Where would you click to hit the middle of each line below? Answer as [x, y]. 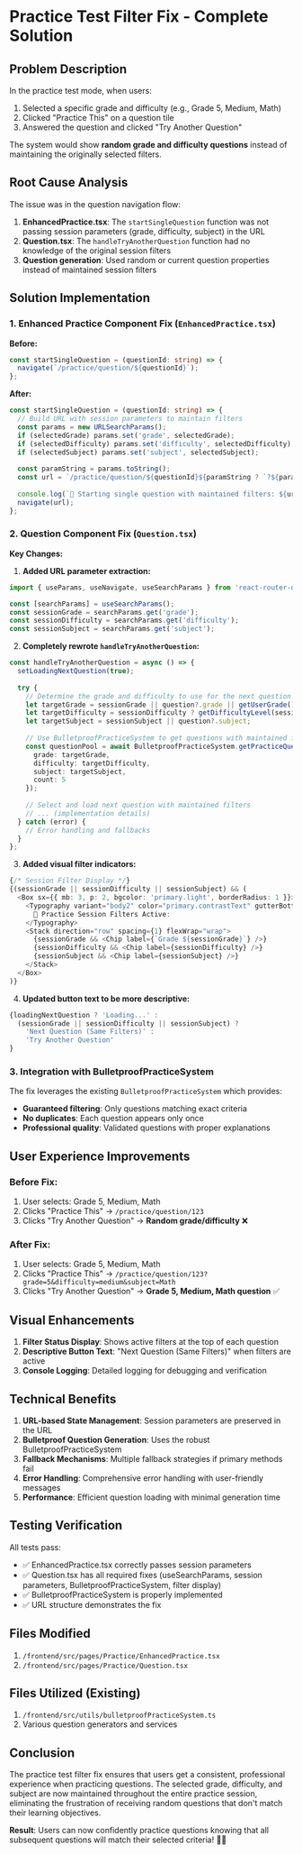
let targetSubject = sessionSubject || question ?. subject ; [138, 722]
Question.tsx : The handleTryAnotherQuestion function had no [136, 241]
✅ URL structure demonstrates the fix [92, 1604]
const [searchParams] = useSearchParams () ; [92, 604]
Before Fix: [34, 1182]
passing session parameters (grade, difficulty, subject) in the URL [143, 231]
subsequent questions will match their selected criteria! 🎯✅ [118, 1840]
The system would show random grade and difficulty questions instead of [148, 145]
